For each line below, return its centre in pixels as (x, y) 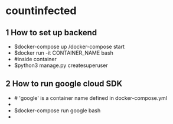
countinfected (41, 11)
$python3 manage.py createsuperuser (61, 65)
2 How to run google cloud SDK (64, 84)
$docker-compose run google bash (57, 110)
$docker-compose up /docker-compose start (69, 46)
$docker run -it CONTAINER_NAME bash (63, 53)
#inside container (35, 59)
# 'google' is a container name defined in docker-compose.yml (91, 98)
